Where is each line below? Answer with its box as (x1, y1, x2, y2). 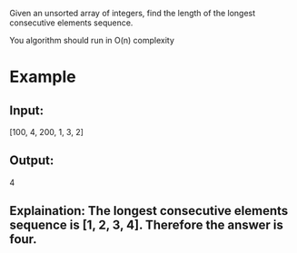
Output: (9, 153, 54, 169)
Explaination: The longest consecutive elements (9, 203, 289, 219)
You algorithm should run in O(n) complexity (9, 35, 175, 45)
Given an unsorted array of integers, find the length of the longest (9, 8, 256, 18)
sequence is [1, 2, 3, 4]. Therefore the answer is (9, 218, 284, 233)
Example (9, 67, 76, 87)
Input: (9, 102, 44, 118)
